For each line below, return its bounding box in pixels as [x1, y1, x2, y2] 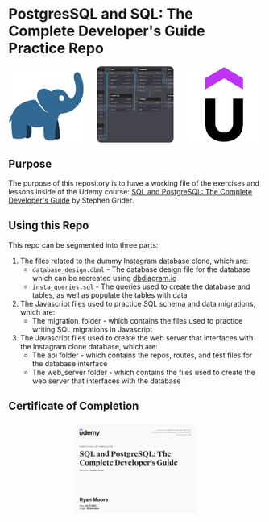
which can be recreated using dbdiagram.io [31, 273, 177, 282]
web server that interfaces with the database [31, 376, 181, 386]
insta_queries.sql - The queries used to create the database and [31, 282, 250, 291]
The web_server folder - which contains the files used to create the [31, 367, 256, 377]
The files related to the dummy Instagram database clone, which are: [19, 256, 249, 265]
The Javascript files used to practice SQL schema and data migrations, [19, 299, 256, 308]
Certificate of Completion [8, 399, 139, 413]
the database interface [31, 358, 108, 368]
